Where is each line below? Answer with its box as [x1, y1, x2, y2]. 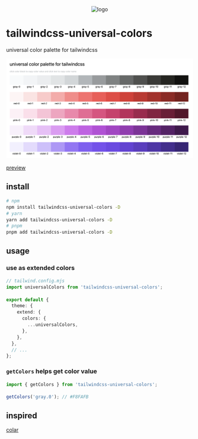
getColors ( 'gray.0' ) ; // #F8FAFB [6, 394, 89, 400]
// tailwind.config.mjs [6, 278, 65, 284]
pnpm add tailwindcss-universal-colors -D [6, 229, 113, 236]
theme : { [11, 303, 33, 309]
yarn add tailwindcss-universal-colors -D [6, 217, 113, 222]
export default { [6, 297, 49, 303]
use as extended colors [6, 264, 75, 272]
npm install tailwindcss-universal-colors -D [6, 204, 120, 210]
